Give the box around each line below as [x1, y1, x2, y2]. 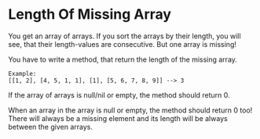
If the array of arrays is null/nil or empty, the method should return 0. [8, 90, 230, 99]
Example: [8, 69, 37, 77]
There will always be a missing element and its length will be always [8, 113, 228, 123]
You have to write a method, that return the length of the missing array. [8, 55, 238, 64]
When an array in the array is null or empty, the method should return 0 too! [8, 105, 253, 115]
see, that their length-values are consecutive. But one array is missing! [8, 39, 237, 48]
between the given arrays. [8, 122, 93, 131]
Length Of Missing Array [8, 5, 171, 23]
